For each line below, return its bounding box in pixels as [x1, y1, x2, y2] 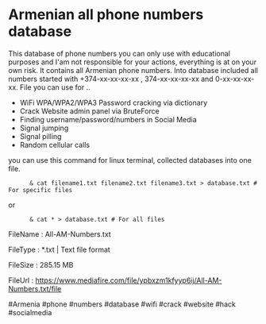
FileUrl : [8, 276, 34, 285]
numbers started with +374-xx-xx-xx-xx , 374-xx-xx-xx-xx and [8, 74, 214, 83]
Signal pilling [19, 131, 62, 141]
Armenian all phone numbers [8, 6, 204, 24]
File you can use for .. [19, 82, 91, 92]
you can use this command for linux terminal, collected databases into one [8, 155, 252, 164]
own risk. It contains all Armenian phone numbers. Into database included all [8, 65, 259, 75]
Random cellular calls [19, 140, 90, 149]
